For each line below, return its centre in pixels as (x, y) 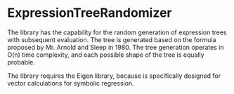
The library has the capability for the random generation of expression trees (117, 32)
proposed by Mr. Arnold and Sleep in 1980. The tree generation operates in (116, 47)
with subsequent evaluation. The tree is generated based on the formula (112, 39)
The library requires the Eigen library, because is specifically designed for (114, 76)
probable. (21, 62)
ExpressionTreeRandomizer (90, 13)
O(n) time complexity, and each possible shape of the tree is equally (106, 55)
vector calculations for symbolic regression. (71, 83)
